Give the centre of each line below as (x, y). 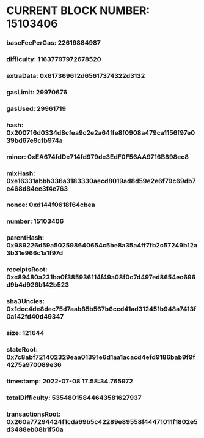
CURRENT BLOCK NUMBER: (78, 11)
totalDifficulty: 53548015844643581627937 (74, 398)
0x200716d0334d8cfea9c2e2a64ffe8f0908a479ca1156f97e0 (101, 132)
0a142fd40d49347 (35, 317)
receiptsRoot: (27, 270)
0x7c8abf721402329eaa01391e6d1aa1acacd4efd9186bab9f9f (101, 357)
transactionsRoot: (34, 414)
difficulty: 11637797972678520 (54, 59)
